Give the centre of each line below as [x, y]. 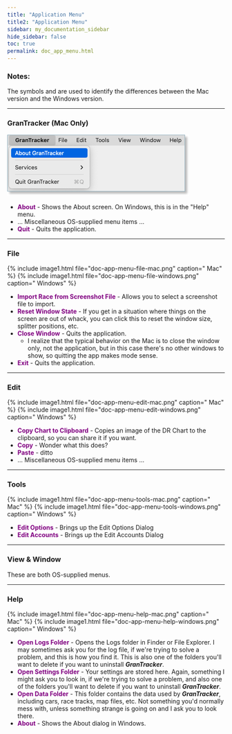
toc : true [21, 44]
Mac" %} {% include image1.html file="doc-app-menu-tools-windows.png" [114, 507]
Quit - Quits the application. [57, 229]
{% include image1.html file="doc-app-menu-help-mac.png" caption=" [108, 614]
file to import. [36, 304]
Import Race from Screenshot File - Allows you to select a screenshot [117, 296]
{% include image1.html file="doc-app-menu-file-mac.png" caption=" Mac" [115, 268]
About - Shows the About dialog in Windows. [81, 724]
